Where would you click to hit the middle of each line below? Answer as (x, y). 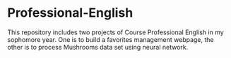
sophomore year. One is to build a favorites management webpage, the (111, 39)
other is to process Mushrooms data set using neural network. (98, 47)
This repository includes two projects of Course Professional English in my (115, 32)
